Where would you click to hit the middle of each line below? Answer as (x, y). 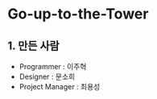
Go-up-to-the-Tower (78, 14)
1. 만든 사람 (33, 45)
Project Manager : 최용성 (60, 87)
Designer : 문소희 (47, 76)
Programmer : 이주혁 (53, 66)
